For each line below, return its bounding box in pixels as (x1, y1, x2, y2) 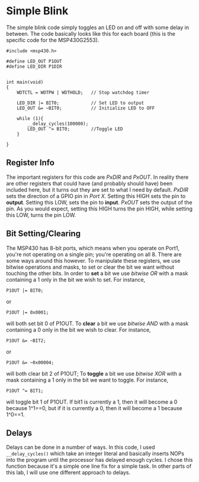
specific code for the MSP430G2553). (6, 36, 99, 43)
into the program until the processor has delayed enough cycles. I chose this (6, 456, 193, 464)
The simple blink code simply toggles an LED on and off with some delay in (6, 24, 190, 31)
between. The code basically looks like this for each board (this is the (6, 30, 176, 37)
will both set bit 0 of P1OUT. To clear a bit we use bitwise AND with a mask (6, 320, 189, 327)
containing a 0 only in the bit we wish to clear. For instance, (6, 326, 151, 333)
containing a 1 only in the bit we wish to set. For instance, (6, 276, 146, 283)
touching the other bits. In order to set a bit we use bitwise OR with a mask (6, 269, 188, 277)
